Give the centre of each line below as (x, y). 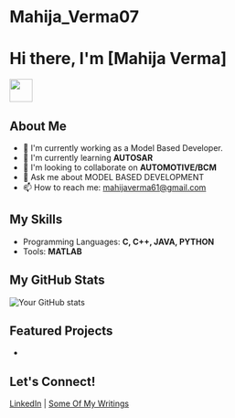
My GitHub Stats (57, 280)
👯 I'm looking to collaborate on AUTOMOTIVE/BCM (120, 167)
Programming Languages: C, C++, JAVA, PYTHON (118, 241)
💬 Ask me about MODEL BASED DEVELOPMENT (113, 177)
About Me (38, 126)
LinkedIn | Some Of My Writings (69, 403)
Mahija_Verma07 (75, 17)
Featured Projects (61, 331)
